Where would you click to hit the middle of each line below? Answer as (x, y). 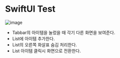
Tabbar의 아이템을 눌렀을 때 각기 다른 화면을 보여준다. (64, 32)
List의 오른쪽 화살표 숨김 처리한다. (45, 44)
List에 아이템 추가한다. (34, 39)
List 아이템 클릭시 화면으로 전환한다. (47, 51)
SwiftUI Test (30, 9)
